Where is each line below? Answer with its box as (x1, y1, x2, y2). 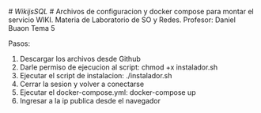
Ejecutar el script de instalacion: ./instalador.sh (19, 71, 172, 80)
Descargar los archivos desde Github (19, 55, 141, 63)
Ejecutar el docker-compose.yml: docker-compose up (19, 88, 196, 97)
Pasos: (8, 39, 31, 48)
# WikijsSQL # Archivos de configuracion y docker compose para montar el (8, 7, 255, 16)
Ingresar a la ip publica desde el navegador (19, 96, 161, 105)
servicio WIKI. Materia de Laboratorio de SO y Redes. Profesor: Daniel (8, 15, 236, 24)
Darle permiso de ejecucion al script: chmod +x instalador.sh (19, 62, 218, 72)
